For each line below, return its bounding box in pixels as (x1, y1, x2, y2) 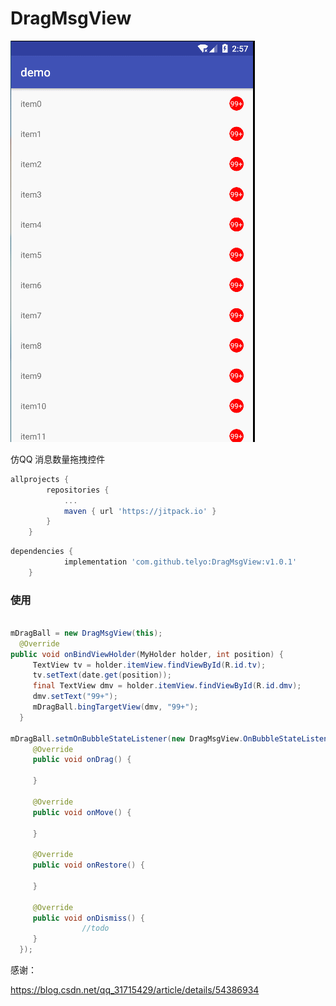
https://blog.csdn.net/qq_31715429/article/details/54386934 (10, 984, 260, 996)
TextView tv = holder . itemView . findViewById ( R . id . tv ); (32, 660, 267, 670)
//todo (81, 923, 110, 934)
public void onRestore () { (32, 860, 145, 871)
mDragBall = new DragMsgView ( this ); (10, 628, 163, 638)
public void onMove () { (32, 807, 132, 817)
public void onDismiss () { (32, 913, 145, 923)
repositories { (46, 485, 110, 495)
